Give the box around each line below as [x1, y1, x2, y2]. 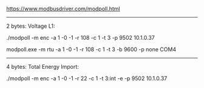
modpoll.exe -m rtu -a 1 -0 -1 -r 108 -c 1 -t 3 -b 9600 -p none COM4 [6, 46, 177, 53]
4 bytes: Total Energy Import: [6, 63, 79, 70]
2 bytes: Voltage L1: [6, 22, 55, 30]
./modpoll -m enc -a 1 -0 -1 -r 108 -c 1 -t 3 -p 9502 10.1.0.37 [6, 34, 155, 41]
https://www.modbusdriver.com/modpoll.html [6, 5, 120, 12]
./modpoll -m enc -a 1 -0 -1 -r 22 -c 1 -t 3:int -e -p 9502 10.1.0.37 [6, 75, 168, 82]
